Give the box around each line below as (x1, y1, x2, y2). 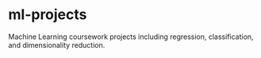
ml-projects (8, 6, 87, 24)
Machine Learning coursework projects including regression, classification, (8, 32, 254, 41)
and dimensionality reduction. (8, 40, 106, 49)
